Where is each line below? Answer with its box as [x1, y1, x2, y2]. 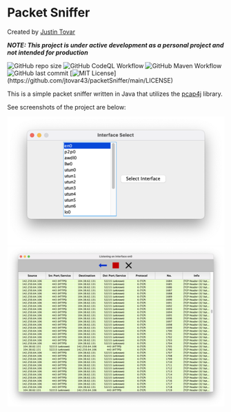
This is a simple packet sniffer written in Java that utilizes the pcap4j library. [7, 90, 223, 98]
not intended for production [7, 48, 88, 56]
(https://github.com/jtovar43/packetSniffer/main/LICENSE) [7, 76, 174, 84]
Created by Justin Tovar [7, 28, 76, 36]
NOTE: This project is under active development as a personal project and [7, 41, 224, 49]
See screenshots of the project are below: [7, 103, 126, 111]
